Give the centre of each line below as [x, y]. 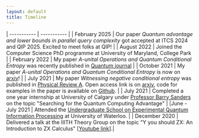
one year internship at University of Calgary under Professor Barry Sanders [99, 97]
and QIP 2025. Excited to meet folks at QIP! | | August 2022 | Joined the [94, 46]
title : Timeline [26, 17]
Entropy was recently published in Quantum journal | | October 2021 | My [96, 65]
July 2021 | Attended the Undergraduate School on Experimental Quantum [97, 110]
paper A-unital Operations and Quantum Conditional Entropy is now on [93, 72]
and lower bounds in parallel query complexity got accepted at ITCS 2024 [97, 40]
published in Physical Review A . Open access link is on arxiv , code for [92, 84]
